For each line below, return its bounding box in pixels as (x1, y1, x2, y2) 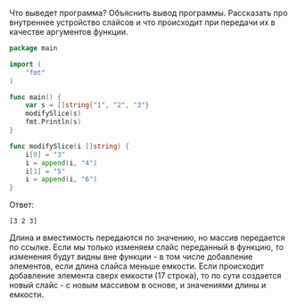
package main (9, 44, 58, 53)
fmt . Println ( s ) (25, 118, 82, 127)
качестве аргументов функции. (9, 27, 128, 37)
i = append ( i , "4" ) (25, 158, 98, 168)
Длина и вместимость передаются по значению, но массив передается (9, 232, 285, 244)
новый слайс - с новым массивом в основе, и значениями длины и (9, 280, 267, 291)
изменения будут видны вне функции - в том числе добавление (9, 252, 253, 262)
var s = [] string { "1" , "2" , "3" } (25, 101, 150, 110)
